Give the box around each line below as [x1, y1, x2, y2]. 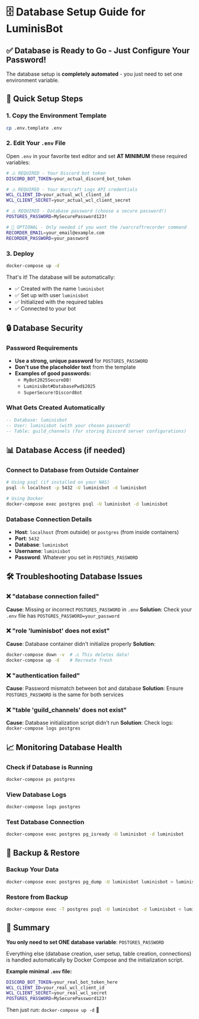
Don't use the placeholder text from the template [14, 364, 136, 371]
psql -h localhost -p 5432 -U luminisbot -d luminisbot [6, 484, 147, 491]
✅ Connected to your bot [14, 305, 76, 312]
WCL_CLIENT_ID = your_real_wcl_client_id [6, 985, 105, 991]
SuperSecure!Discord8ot [23, 390, 83, 396]
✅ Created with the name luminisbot [14, 285, 105, 292]
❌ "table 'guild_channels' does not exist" [6, 706, 127, 714]
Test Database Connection [6, 818, 85, 826]
